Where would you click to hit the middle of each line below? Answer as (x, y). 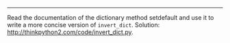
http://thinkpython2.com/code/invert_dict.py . (70, 32)
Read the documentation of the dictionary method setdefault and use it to (111, 17)
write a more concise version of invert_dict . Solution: (84, 25)
